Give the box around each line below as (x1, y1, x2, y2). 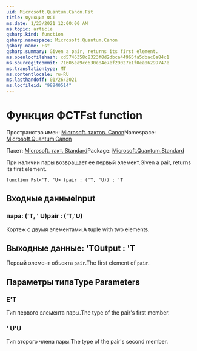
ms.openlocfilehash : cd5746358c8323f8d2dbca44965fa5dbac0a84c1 (6, 54, 170, 60)
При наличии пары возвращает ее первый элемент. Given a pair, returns (6, 159, 191, 166)
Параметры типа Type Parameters (6, 277, 141, 287)
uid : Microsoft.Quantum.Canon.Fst (6, 9, 94, 15)
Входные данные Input (6, 193, 96, 204)
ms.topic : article (6, 26, 53, 32)
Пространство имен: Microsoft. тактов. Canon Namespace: (6, 128, 156, 136)
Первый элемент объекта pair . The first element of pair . (6, 259, 150, 266)
